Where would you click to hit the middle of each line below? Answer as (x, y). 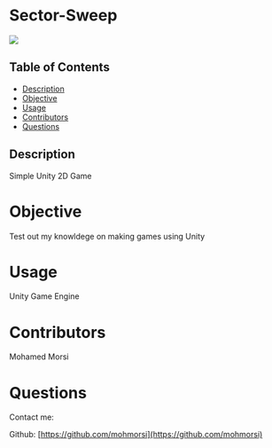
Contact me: (32, 417)
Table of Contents (60, 67)
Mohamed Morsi (39, 357)
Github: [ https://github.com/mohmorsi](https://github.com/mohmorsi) (136, 435)
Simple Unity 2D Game (51, 176)
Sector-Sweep (63, 16)
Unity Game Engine (44, 296)
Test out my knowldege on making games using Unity (107, 236)
